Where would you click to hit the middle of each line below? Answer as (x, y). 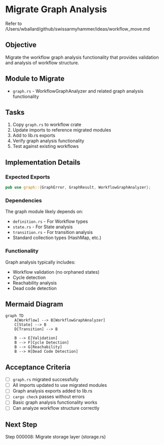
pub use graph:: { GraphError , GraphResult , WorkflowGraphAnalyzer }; (78, 188)
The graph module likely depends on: (44, 212)
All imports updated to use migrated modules (60, 385)
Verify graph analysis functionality (48, 141)
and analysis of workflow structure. (42, 63)
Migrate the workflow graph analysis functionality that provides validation (82, 57)
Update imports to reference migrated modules (62, 130)
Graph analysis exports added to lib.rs (52, 391)
